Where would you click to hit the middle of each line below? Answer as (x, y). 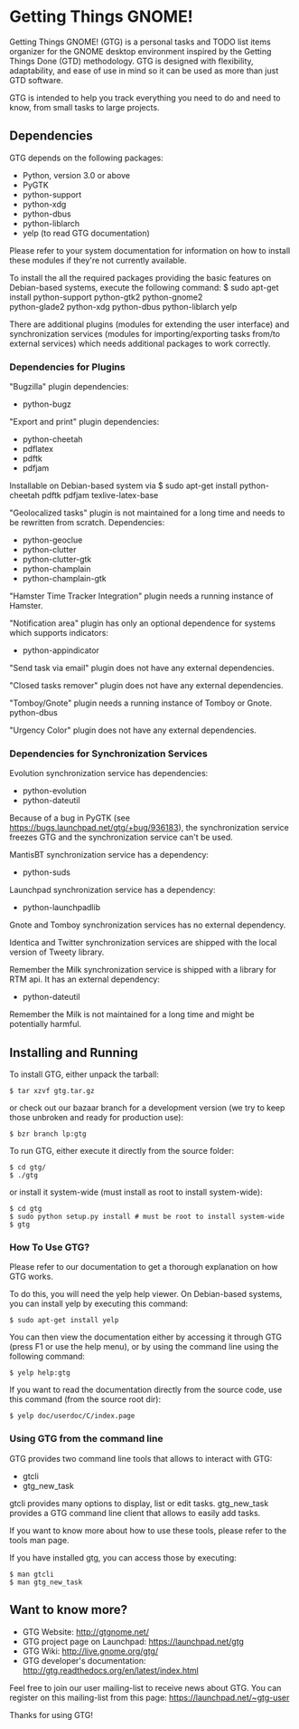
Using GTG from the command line (86, 1439)
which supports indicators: (59, 633)
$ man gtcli (32, 1574)
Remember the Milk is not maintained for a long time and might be (132, 1014)
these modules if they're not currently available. (98, 260)
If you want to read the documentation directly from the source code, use (146, 1390)
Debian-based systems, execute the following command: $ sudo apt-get (144, 287)
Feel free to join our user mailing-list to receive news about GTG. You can (145, 1687)
